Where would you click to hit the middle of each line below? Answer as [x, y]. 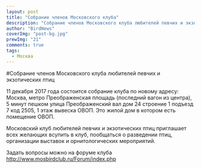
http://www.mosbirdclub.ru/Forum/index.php [61, 158]
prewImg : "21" [24, 39]
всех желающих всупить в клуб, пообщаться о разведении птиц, [89, 135]
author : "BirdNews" [31, 28]
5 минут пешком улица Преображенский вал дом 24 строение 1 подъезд [100, 104]
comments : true [25, 45]
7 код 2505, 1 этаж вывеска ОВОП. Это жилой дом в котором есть [91, 110]
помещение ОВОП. [31, 117]
